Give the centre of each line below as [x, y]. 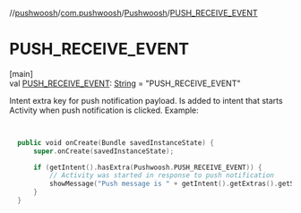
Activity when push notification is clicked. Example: [104, 110]
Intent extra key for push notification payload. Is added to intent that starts [146, 100]
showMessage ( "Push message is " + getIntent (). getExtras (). [163, 184]
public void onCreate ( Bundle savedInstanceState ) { [116, 142]
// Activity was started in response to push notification [162, 175]
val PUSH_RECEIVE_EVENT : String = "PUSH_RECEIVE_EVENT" [125, 83]
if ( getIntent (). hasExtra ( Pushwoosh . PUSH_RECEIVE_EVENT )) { [147, 167]
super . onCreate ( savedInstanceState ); [103, 151]
